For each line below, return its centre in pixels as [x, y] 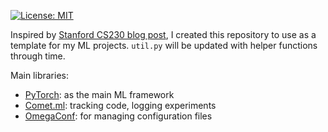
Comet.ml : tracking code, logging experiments [120, 105]
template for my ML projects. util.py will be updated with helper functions [164, 45]
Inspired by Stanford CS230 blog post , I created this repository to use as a [163, 34]
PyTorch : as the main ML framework [99, 94]
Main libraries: [39, 75]
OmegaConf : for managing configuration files [118, 116]
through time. [38, 56]
